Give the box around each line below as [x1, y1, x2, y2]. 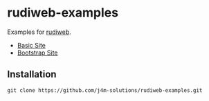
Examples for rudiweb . [7, 28, 71, 36]
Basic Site [17, 41, 46, 49]
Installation [7, 68, 57, 80]
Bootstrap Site [17, 48, 58, 57]
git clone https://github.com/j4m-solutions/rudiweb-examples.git [7, 86, 203, 94]
